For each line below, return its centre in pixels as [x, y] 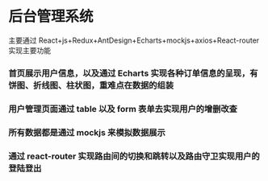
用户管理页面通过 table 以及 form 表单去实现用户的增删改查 [123, 109]
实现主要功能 [29, 50]
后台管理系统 [51, 16]
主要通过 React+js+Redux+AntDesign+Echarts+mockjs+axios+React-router [134, 40]
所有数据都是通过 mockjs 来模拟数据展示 [87, 132]
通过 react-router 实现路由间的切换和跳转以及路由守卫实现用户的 [134, 156]
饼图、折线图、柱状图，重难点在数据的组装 [91, 85]
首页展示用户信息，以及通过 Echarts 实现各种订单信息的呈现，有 [133, 73]
